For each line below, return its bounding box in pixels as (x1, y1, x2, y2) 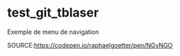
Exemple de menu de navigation (7, 28, 99, 36)
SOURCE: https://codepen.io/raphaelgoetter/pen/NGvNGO (7, 41, 173, 49)
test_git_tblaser (7, 5, 99, 21)
